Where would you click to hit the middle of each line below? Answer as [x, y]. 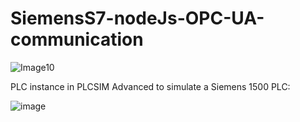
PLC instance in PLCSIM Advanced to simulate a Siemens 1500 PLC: [150, 86]
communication [77, 39]
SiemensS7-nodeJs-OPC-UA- [137, 18]
